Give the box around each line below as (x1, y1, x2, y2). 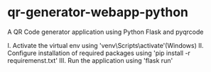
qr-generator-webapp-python (7, 4, 189, 20)
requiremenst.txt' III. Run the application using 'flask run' (7, 56, 173, 64)
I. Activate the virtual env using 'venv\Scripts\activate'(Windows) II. (7, 41, 204, 49)
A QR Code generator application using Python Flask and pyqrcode (7, 28, 204, 36)
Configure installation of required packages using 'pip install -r (7, 49, 190, 57)
